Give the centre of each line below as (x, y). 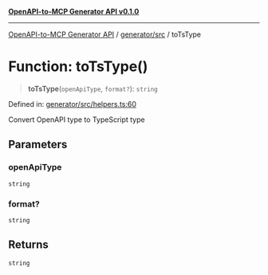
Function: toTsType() (78, 67)
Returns (29, 245)
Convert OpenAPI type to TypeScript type (77, 120)
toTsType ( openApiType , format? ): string (93, 88)
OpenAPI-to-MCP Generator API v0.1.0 (74, 12)
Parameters (38, 145)
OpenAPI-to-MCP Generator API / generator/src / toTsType (105, 34)
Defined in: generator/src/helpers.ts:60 (73, 104)
